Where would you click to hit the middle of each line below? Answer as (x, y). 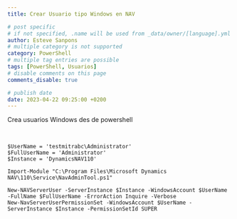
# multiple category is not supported (65, 47)
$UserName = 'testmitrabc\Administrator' (70, 147)
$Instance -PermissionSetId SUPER (106, 209)
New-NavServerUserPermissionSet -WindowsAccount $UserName (97, 203)
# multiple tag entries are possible (63, 60)
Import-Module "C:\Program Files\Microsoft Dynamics (87, 172)
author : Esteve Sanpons (43, 40)
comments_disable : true (43, 80)
